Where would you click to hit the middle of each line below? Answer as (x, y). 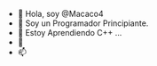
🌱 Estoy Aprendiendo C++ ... (70, 33)
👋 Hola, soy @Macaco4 (60, 14)
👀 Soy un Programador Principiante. (83, 23)
